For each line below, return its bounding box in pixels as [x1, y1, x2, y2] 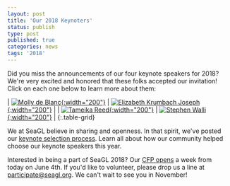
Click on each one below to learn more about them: [7, 84, 157, 93]
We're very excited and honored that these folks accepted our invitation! [7, 76, 217, 85]
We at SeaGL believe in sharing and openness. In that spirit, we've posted [7, 127, 222, 135]
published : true [7, 37, 55, 44]
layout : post [7, 10, 46, 18]
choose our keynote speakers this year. [7, 141, 122, 150]
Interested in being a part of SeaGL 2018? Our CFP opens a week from [7, 155, 212, 163]
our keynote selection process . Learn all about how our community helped [7, 134, 224, 142]
